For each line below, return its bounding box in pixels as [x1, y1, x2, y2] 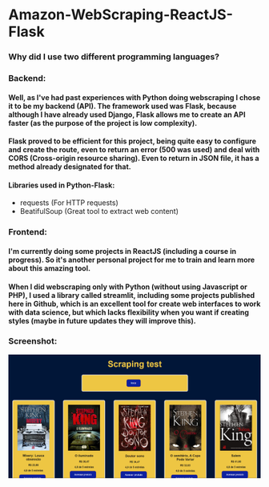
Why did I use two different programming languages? [8, 51, 220, 62]
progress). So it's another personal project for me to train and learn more [8, 255, 255, 264]
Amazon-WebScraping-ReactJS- [8, 6, 234, 24]
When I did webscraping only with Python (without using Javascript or [8, 282, 248, 292]
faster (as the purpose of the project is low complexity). [8, 118, 198, 127]
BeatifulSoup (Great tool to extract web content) [19, 207, 179, 216]
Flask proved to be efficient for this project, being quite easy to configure [8, 136, 256, 146]
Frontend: [8, 227, 48, 238]
